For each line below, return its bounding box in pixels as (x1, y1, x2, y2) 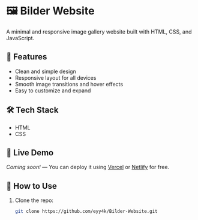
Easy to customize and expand (14, 87, 91, 94)
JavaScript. (6, 34, 35, 41)
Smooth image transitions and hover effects (14, 80, 124, 88)
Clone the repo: (14, 197, 54, 204)
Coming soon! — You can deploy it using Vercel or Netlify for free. (6, 164, 170, 171)
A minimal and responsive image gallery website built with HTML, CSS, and (6, 28, 192, 35)
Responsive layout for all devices (14, 74, 97, 81)
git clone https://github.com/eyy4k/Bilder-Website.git (14, 209, 158, 215)
